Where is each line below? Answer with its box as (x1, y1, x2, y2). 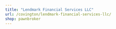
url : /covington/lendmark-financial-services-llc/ (5, 12, 112, 17)
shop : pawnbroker (5, 16, 41, 21)
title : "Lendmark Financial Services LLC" (5, 7, 94, 12)
